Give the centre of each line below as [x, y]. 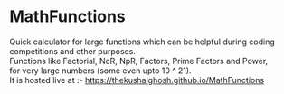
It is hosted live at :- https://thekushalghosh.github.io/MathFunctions [137, 80]
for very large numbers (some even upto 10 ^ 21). [100, 70]
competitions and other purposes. [72, 51]
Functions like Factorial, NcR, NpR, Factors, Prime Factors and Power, [139, 61]
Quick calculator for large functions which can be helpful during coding [142, 42]
